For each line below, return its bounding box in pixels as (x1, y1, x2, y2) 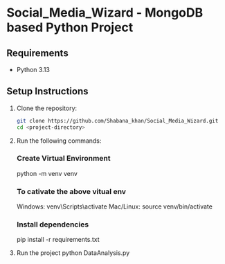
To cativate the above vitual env (16, 186, 126, 196)
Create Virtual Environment (16, 154, 111, 164)
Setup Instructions (6, 85, 89, 98)
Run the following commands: (16, 137, 102, 145)
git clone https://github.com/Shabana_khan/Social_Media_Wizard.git (16, 117, 219, 124)
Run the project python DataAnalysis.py (16, 249, 130, 257)
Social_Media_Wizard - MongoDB (6, 5, 204, 21)
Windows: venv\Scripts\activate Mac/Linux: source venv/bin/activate (16, 202, 213, 211)
